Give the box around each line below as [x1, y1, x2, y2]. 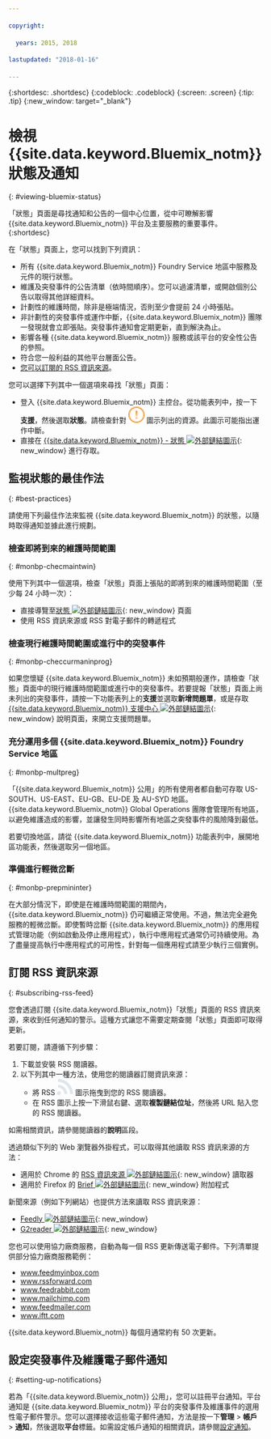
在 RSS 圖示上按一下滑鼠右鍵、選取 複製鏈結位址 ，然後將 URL [31, 1097, 236, 1107]
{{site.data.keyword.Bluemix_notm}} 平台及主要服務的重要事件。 [8, 219, 223, 228]
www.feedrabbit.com [19, 1284, 90, 1294]
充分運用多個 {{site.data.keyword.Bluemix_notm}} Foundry [8, 736, 244, 748]
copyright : [8, 21, 45, 30]
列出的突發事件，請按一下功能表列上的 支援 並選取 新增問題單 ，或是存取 [15, 694, 248, 703]
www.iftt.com [19, 1310, 65, 1320]
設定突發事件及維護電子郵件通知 [8, 1353, 168, 1367]
